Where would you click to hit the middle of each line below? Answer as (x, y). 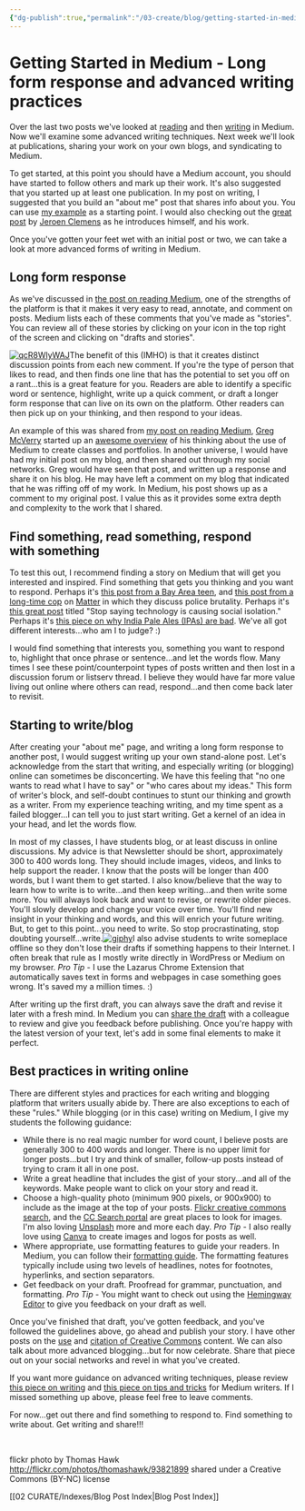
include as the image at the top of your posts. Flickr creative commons (154, 1207)
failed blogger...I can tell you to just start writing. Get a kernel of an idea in (148, 815)
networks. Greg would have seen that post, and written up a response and (148, 470)
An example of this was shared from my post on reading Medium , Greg (142, 431)
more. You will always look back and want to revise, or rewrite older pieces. (151, 900)
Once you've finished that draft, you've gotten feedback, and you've (137, 1321)
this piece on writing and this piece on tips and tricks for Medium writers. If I (152, 1387)
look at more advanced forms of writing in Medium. (105, 249)
